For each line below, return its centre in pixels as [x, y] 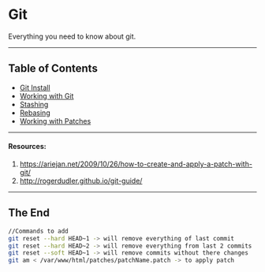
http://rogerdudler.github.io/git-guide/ [81, 181]
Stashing [34, 104]
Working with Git [47, 95]
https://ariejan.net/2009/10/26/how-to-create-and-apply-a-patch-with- [136, 164]
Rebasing [35, 113]
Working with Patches [55, 121]
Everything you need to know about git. [72, 36]
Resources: [27, 147]
